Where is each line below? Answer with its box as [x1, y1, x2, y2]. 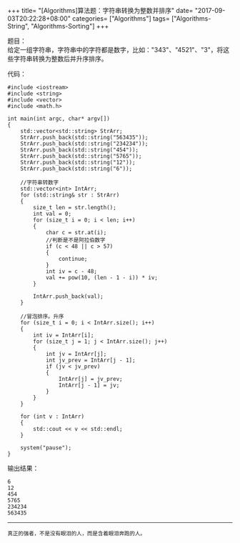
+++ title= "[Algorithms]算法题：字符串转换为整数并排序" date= [7, 6, 194, 14]
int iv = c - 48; [45, 268, 98, 275]
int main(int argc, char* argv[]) [7, 115, 111, 122]
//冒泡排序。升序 [20, 313, 64, 320]
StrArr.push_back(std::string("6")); [20, 165, 133, 172]
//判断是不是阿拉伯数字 [45, 236, 106, 244]
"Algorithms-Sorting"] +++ [31, 22, 109, 30]
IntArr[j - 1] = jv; [58, 382, 120, 389]
